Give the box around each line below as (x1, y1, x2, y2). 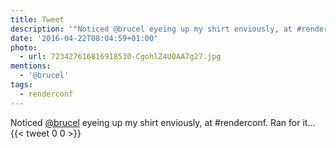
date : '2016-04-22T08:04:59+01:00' (10, 33, 159, 43)
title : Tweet (10, 14, 65, 25)
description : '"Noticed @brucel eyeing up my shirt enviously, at (10, 24, 293, 34)
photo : (10, 42, 38, 53)
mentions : (10, 61, 52, 71)
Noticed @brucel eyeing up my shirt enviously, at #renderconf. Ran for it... (10, 116, 316, 128)
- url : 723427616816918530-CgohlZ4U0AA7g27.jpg (19, 52, 222, 62)
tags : (10, 80, 33, 90)
